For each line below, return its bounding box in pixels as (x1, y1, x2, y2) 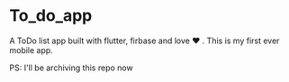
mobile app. (9, 44, 54, 55)
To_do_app (9, 5, 93, 26)
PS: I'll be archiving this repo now (9, 62, 133, 73)
